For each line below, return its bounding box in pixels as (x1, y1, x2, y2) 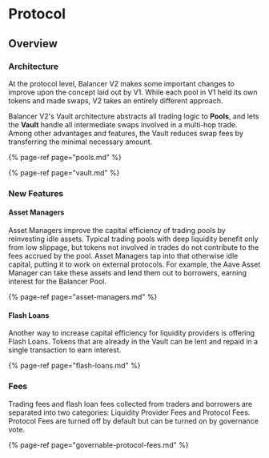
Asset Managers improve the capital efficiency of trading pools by (8, 226, 226, 235)
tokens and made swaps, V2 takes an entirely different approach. (8, 95, 223, 105)
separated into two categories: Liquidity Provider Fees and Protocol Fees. (8, 408, 251, 417)
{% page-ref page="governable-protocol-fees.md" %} (8, 440, 189, 449)
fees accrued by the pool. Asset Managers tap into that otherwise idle (8, 251, 239, 260)
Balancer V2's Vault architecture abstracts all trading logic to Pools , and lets (8, 111, 259, 121)
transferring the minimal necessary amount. (8, 137, 153, 147)
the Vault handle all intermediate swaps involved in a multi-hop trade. (8, 119, 238, 129)
